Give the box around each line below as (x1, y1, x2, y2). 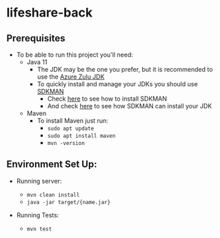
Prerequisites (6, 32, 66, 44)
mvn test (26, 226, 52, 232)
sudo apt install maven (47, 132, 116, 139)
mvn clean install (26, 191, 80, 198)
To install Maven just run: (37, 117, 108, 125)
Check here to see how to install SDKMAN (47, 95, 167, 103)
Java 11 (26, 58, 48, 66)
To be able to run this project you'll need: (16, 50, 134, 59)
